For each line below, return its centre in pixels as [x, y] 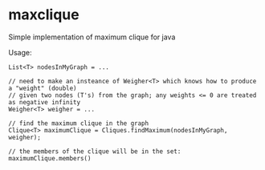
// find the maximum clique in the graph [79, 123]
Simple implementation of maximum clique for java [92, 37]
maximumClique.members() [50, 158]
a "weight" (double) [43, 88]
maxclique [44, 15]
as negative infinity [45, 102]
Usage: [20, 52]
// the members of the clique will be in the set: [95, 151]
